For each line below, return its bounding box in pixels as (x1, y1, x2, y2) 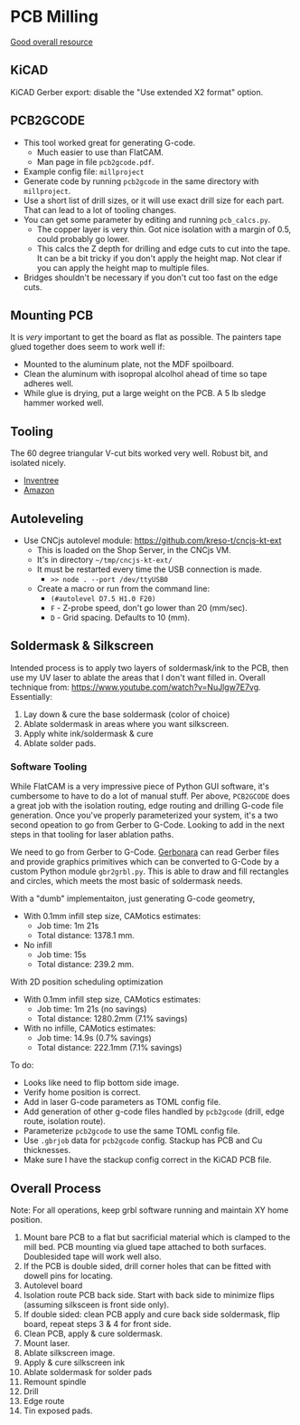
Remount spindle (23, 1376, 87, 1387)
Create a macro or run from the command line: (36, 583, 211, 594)
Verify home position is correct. (23, 1087, 141, 1098)
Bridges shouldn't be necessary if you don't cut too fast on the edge (23, 272, 278, 283)
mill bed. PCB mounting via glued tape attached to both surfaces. (23, 1241, 267, 1252)
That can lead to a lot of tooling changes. (23, 204, 177, 215)
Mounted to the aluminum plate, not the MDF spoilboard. (23, 359, 234, 370)
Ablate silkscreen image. (23, 1347, 116, 1358)
